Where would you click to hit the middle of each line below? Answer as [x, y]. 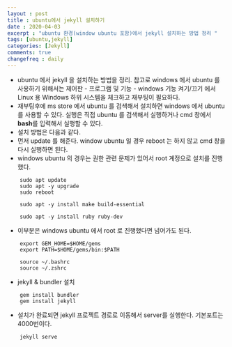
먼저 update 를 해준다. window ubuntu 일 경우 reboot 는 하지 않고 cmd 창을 [121, 141]
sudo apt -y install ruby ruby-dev [71, 217]
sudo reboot [37, 192]
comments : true [29, 53]
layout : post [28, 14]
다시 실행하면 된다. [42, 149]
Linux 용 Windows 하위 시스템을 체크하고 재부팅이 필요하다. [99, 97]
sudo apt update [44, 180]
